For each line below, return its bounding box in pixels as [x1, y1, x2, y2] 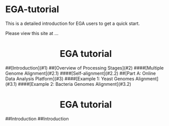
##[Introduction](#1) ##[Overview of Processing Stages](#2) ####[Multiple [5, 65, 164, 71]
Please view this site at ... [5, 30, 59, 36]
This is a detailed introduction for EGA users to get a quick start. [5, 20, 140, 26]
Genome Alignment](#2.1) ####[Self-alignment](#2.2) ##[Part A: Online [5, 70, 156, 76]
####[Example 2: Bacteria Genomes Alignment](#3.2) [17, 81, 132, 87]
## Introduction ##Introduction [5, 115, 69, 121]
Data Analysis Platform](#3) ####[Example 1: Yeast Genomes [5, 75, 134, 82]
